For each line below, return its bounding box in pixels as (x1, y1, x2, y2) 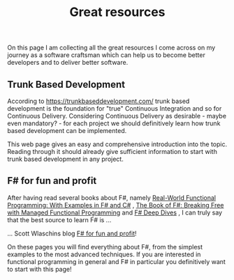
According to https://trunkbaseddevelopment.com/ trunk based (7, 97, 190, 105)
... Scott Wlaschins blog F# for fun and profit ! (7, 229, 138, 238)
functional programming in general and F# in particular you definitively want (7, 257, 226, 265)
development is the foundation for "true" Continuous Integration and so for (7, 104, 222, 112)
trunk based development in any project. (7, 155, 124, 163)
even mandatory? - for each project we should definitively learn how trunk (7, 119, 221, 127)
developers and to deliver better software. (7, 59, 129, 67)
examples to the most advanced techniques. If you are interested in (7, 250, 201, 258)
